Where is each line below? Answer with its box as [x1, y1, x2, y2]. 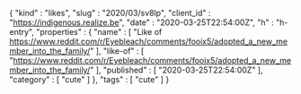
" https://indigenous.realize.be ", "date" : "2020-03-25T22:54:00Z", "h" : [9, 17, 274, 28]
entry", [9, 27, 34, 37]
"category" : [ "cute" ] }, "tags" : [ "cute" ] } [9, 74, 170, 84]
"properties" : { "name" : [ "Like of [35, 27, 163, 37]
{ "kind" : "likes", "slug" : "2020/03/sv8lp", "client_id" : [9, 8, 211, 18]
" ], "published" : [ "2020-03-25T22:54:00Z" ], [89, 64, 263, 75]
